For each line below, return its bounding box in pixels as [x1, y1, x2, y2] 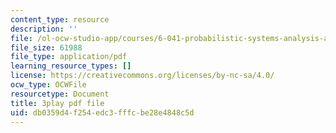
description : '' [10, 24, 78, 34]
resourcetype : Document [10, 89, 110, 99]
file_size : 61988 [10, 42, 83, 53]
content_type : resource [10, 14, 110, 25]
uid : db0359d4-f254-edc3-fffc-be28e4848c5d [10, 107, 195, 118]
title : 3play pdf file [10, 98, 105, 108]
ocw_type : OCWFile [10, 80, 87, 90]
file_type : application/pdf [10, 52, 128, 62]
